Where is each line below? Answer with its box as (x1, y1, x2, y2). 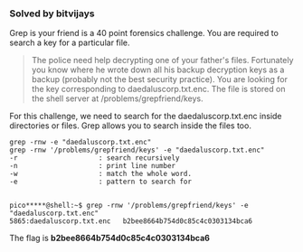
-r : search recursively (9, 154, 180, 163)
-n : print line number (9, 162, 176, 171)
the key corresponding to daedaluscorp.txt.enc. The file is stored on (31, 84, 286, 95)
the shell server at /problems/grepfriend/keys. (31, 93, 204, 104)
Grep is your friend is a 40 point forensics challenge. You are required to (9, 28, 279, 39)
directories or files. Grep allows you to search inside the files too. (9, 120, 251, 131)
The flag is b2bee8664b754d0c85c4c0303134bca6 (9, 233, 211, 244)
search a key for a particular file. (9, 37, 130, 48)
